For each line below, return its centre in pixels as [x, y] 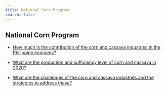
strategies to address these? [42, 83]
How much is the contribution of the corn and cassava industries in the [87, 47]
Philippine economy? [34, 53]
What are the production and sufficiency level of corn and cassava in [84, 62]
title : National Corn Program [37, 10]
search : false [20, 15]
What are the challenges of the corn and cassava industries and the [83, 78]
